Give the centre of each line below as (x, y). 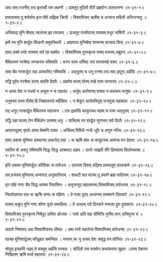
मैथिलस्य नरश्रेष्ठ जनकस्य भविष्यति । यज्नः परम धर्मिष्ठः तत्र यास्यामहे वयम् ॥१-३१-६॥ (71, 62)
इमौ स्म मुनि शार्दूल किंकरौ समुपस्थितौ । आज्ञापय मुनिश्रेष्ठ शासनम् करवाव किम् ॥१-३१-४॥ (74, 42)
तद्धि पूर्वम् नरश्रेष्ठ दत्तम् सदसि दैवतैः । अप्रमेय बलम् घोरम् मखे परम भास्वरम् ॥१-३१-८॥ (71, 81)
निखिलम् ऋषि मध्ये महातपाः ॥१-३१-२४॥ (37, 254)
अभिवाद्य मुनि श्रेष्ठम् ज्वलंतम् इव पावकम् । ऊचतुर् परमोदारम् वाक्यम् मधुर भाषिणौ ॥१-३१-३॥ (75, 33)
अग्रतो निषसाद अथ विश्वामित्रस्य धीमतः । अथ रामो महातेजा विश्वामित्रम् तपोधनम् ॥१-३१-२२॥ (76, 229)
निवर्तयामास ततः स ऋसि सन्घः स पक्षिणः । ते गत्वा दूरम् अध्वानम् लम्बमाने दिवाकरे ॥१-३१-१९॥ (78, 195)
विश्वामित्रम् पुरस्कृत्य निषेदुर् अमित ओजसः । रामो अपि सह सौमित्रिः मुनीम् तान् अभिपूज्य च (72, 214)
